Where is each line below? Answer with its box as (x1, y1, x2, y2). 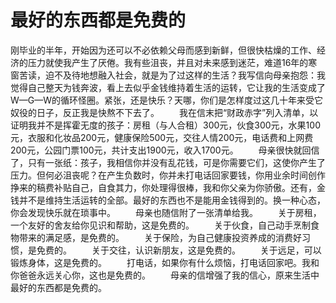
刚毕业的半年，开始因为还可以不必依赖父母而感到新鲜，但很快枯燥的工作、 (10, 44, 317, 56)
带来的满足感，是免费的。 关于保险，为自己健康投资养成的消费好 (18, 231, 302, 243)
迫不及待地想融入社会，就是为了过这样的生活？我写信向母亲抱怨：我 (44, 69, 326, 81)
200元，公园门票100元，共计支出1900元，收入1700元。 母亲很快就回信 (10, 144, 320, 156)
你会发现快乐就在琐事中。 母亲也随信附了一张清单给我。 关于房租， (10, 206, 322, 218)
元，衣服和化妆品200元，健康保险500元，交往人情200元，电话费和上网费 (10, 131, 314, 143)
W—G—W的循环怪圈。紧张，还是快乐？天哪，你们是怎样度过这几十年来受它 (10, 94, 324, 106)
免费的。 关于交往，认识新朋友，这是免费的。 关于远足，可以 (36, 244, 322, 256)
